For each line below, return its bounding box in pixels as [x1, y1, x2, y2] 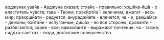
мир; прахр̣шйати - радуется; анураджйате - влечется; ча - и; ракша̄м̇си [5, 14, 158, 20]
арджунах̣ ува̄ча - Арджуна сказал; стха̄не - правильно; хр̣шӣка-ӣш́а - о [5, 4, 158, 10]
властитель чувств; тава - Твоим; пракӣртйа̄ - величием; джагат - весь [5, 9, 155, 15]
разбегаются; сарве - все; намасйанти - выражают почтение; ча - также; [5, 25, 160, 30]
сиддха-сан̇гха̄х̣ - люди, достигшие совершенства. [5, 30, 113, 35]
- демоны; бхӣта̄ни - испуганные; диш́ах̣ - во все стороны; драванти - [5, 19, 152, 25]
